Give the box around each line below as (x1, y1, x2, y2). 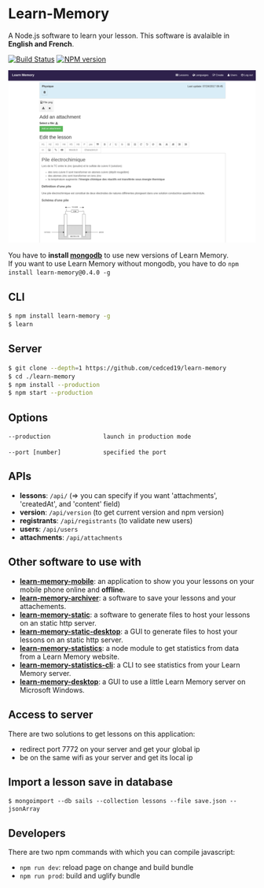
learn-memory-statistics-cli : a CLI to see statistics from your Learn (19, 659, 241, 670)
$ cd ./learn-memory (8, 372, 76, 381)
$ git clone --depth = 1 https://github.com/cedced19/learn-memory (8, 364, 226, 372)
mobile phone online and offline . (19, 585, 126, 594)
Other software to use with (8, 555, 141, 569)
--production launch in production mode (8, 433, 192, 441)
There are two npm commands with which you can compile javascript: (8, 848, 236, 857)
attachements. (19, 601, 67, 611)
